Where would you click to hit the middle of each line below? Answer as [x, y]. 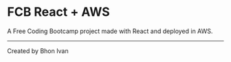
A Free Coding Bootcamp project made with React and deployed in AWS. [110, 31]
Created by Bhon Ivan [38, 51]
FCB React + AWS [58, 12]
